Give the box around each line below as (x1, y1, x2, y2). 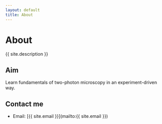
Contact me (5, 100, 44, 108)
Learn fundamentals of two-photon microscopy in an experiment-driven (5, 80, 157, 86)
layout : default (5, 7, 40, 13)
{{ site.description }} (5, 51, 49, 57)
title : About (5, 12, 33, 17)
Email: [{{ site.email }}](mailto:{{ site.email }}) (12, 113, 108, 119)
